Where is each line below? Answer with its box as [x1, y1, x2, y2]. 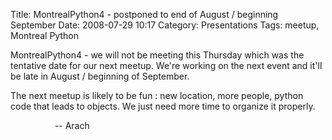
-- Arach [54, 120, 90, 131]
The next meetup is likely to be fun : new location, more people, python [10, 90, 304, 101]
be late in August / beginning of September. [10, 70, 190, 82]
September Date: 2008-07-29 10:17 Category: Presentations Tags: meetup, [10, 19, 320, 31]
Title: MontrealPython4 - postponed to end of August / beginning [10, 9, 279, 20]
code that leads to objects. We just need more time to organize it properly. [10, 100, 316, 112]
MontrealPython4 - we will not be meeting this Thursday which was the [10, 49, 305, 61]
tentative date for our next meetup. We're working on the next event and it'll [10, 60, 323, 71]
